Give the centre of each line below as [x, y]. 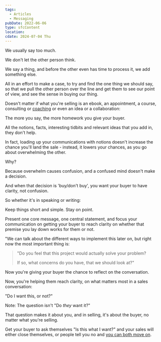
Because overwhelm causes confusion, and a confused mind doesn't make [80, 171]
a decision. [16, 176]
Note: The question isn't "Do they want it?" [48, 305]
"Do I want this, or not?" [29, 296]
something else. [21, 74]
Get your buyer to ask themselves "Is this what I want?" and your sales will [80, 329]
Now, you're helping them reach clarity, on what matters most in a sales [76, 281]
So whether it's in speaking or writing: [43, 200]
